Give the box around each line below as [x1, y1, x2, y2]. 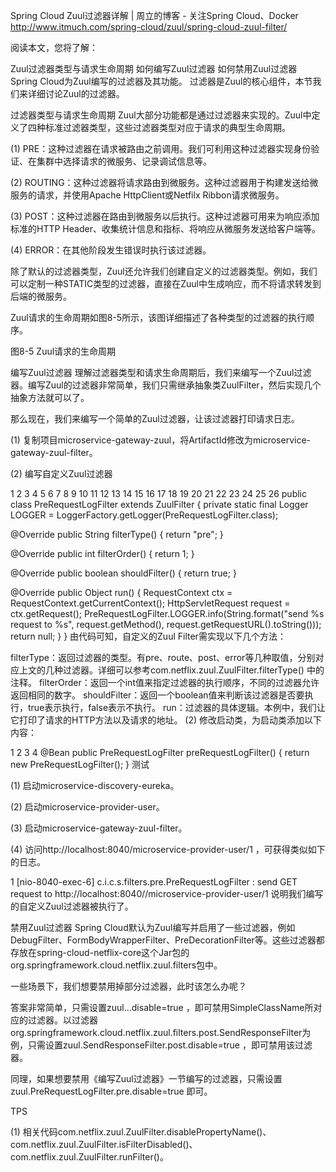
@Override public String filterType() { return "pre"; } [10, 529, 224, 540]
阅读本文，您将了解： [10, 42, 98, 53]
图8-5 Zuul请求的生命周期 [10, 345, 117, 357]
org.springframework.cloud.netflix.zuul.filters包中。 [10, 959, 223, 971]
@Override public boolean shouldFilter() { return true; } [10, 567, 237, 579]
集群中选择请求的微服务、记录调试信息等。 [36, 155, 212, 167]
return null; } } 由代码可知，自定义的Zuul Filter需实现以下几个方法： [10, 630, 287, 642]
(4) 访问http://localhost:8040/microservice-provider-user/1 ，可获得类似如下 [10, 844, 326, 855]
